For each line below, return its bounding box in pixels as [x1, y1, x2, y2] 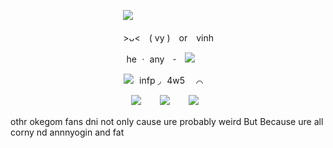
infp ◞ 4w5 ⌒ [139, 75, 204, 86]
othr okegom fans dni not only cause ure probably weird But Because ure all [10, 116, 324, 127]
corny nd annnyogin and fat [10, 126, 125, 138]
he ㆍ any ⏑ [126, 53, 177, 65]
